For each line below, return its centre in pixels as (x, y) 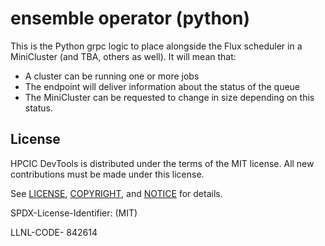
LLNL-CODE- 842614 (54, 232)
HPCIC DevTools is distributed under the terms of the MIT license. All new (162, 163)
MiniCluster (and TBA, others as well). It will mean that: (123, 56)
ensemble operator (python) (130, 18)
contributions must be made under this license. (107, 174)
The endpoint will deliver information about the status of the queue (162, 86)
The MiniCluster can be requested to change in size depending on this (169, 97)
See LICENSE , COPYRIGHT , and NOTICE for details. (116, 193)
